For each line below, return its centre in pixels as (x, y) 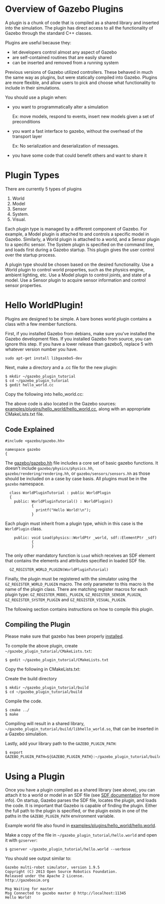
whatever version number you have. (41, 349)
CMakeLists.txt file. (25, 414)
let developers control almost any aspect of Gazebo (64, 52)
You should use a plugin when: (36, 97)
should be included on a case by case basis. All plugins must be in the (76, 478)
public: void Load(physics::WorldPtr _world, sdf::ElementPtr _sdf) (85, 538)
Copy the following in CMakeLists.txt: (43, 669)
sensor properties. (24, 285)
